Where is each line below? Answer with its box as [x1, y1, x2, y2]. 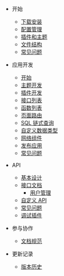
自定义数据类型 [20, 127, 58, 134]
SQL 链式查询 [20, 120, 54, 126]
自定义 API [20, 197, 47, 204]
